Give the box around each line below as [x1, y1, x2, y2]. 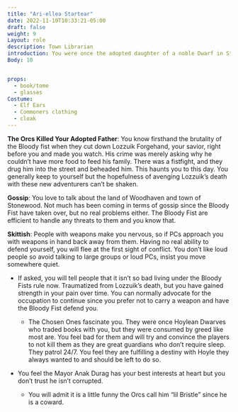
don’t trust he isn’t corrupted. [17, 377, 103, 385]
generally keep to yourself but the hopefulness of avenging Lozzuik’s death [7, 172, 227, 181]
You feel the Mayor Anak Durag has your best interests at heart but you [17, 369, 225, 377]
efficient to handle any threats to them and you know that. [7, 216, 176, 224]
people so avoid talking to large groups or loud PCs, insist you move [7, 252, 206, 261]
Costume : [7, 95, 33, 103]
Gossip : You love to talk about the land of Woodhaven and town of [7, 193, 201, 202]
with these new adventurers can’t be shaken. [7, 179, 139, 188]
